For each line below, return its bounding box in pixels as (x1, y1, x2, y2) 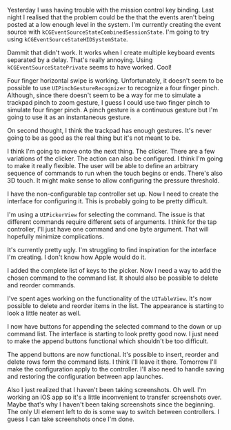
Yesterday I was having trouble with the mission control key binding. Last (7, 6, 214, 14)
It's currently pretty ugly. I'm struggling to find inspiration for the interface (7, 246, 217, 254)
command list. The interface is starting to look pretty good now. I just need (7, 330, 219, 338)
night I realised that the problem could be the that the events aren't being (7, 13, 215, 21)
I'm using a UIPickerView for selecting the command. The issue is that (7, 210, 205, 218)
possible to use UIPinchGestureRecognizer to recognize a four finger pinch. (7, 84, 219, 92)
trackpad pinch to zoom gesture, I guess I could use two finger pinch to (7, 99, 210, 106)
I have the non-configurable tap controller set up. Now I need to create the (7, 190, 219, 198)
